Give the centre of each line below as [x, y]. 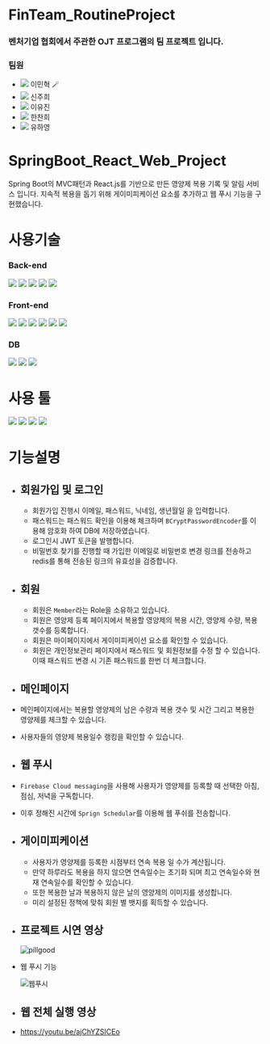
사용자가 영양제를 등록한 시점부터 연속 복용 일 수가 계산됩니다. [129, 861]
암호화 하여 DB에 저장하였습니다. [98, 531]
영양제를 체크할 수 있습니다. [63, 719]
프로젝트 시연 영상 [62, 930]
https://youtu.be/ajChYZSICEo [70, 1032]
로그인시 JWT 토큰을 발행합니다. [83, 541]
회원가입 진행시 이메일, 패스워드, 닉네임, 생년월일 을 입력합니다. [131, 511]
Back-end [28, 266]
